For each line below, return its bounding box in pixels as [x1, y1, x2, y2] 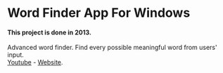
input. [7, 51, 25, 59]
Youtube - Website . [7, 58, 63, 66]
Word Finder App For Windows [7, 5, 191, 21]
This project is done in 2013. [7, 28, 91, 36]
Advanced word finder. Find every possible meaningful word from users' [7, 43, 217, 51]
